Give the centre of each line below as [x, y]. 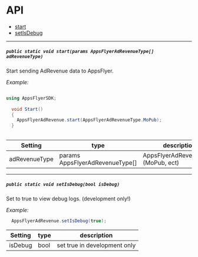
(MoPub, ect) [161, 163]
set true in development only [96, 245]
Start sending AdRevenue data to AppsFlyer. [60, 71]
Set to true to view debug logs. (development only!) [68, 199]
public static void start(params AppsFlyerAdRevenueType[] [80, 51]
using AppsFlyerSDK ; [32, 98]
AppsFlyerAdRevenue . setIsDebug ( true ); [59, 221]
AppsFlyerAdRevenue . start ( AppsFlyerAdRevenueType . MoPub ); [89, 120]
